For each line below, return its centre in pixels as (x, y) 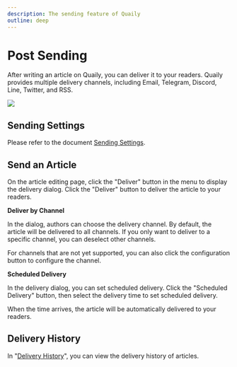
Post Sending (47, 56)
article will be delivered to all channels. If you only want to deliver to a (109, 232)
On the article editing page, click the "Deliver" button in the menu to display (117, 182)
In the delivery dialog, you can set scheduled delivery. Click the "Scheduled (117, 288)
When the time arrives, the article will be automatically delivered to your (112, 309)
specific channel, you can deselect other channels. (82, 239)
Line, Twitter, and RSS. (40, 90)
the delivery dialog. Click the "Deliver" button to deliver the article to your (114, 190)
